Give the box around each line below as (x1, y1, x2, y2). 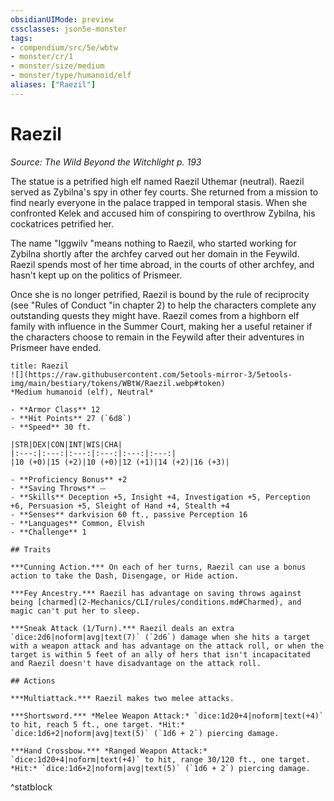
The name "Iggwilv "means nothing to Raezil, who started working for (10, 237, 297, 249)
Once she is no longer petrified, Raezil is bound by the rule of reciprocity (10, 288, 310, 300)
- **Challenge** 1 (10, 527, 87, 537)
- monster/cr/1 (10, 52, 74, 62)
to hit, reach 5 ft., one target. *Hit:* (10, 719, 186, 730)
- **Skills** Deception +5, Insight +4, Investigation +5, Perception (10, 492, 311, 502)
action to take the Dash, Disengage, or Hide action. (10, 571, 240, 581)
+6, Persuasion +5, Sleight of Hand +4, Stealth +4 (10, 501, 230, 511)
